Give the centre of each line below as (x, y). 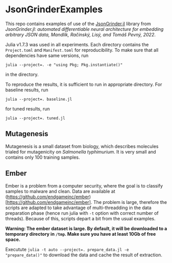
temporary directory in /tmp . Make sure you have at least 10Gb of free (81, 234)
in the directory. (22, 74)
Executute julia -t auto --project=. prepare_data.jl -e (67, 249)
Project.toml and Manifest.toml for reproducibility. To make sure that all (82, 50)
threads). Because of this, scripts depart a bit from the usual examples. (80, 218)
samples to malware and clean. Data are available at (60, 191)
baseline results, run (27, 90)
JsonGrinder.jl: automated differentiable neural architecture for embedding (84, 29)
